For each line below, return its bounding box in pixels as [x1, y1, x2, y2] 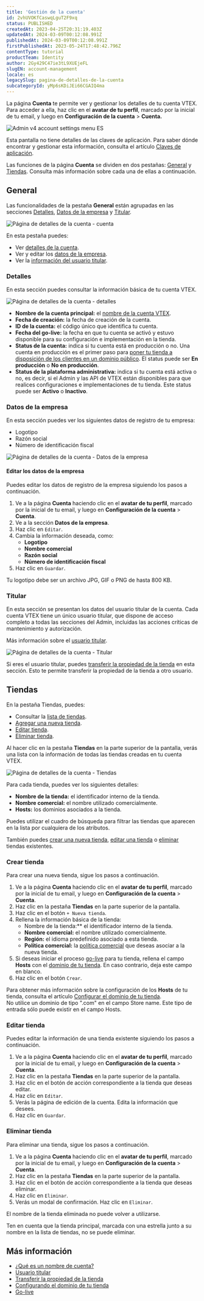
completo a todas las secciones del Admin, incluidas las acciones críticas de [6, 618, 199, 626]
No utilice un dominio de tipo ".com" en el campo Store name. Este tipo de [6, 999, 192, 1007]
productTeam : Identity [6, 54, 64, 61]
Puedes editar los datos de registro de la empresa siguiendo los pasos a [6, 481, 188, 488]
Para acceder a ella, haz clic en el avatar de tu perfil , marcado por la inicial [6, 106, 195, 113]
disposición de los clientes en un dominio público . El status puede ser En [15, 355, 199, 363]
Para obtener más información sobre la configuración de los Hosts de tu [6, 986, 188, 994]
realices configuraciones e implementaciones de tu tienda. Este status [15, 381, 192, 388]
